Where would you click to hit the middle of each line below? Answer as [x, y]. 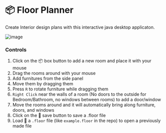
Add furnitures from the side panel [48, 78]
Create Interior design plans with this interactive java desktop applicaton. [80, 27]
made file [22, 126]
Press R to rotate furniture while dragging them [60, 89]
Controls [16, 50]
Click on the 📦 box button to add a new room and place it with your [82, 61]
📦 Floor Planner [39, 10]
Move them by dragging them [43, 84]
